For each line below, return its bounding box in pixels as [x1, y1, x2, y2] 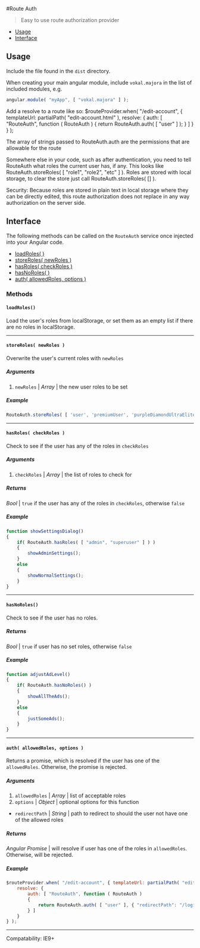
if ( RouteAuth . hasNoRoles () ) [17, 683, 92, 689]
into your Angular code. [6, 238, 64, 246]
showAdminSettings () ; [27, 550, 82, 556]
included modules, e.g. [6, 85, 62, 92]
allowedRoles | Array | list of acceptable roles [14, 792, 126, 799]
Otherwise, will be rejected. [6, 851, 73, 859]
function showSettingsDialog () [6, 528, 84, 534]
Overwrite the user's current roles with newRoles [6, 354, 124, 362]
